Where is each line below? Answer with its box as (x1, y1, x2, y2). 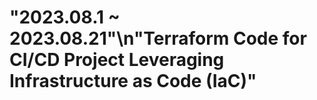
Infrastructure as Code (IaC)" (9, 70, 257, 93)
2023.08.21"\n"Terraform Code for (9, 27, 307, 50)
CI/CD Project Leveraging (9, 49, 225, 71)
